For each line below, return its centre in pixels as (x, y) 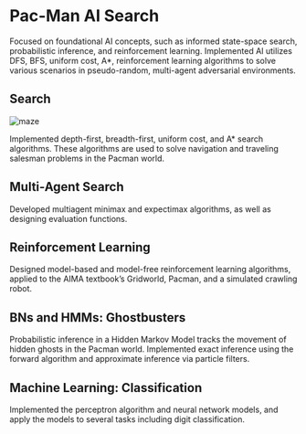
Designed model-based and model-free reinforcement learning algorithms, (150, 270)
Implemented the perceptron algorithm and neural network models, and (144, 409)
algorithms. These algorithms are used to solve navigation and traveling (144, 148)
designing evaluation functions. (69, 218)
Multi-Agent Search (67, 187)
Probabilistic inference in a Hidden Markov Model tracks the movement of (148, 340)
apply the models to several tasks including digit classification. (127, 419)
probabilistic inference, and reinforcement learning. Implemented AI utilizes (151, 50)
